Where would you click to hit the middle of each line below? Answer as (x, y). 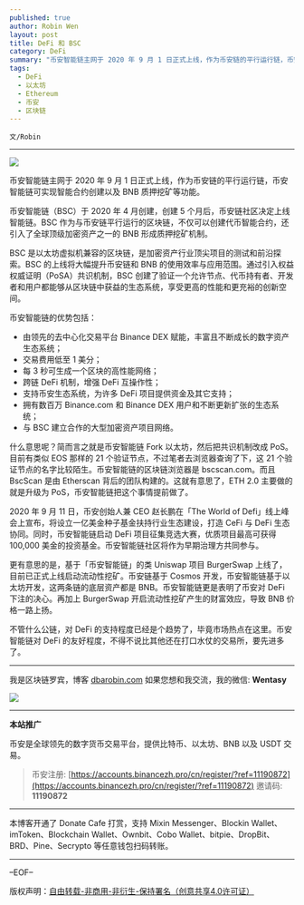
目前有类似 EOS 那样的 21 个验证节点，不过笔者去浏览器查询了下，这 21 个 (147, 458)
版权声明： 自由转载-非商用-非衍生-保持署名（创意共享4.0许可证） (132, 891)
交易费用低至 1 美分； (62, 360)
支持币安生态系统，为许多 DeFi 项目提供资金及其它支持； (128, 394)
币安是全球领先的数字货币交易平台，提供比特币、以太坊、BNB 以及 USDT (146, 744)
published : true (40, 18)
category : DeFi (38, 52)
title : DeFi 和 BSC (45, 43)
